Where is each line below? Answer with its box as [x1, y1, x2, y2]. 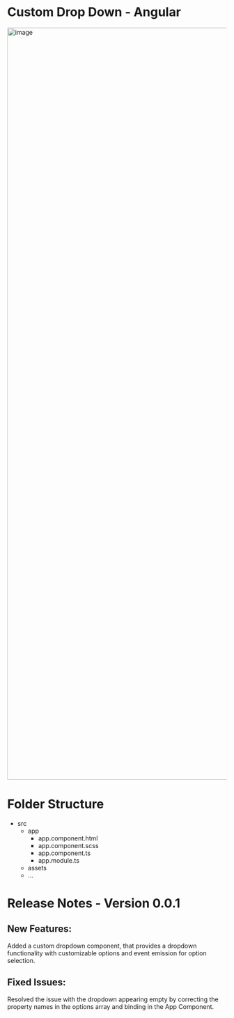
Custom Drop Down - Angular [7, 4, 181, 20]
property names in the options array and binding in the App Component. [7, 1002, 214, 1010]
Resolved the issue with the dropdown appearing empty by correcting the [7, 995, 219, 1003]
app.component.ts [38, 849, 91, 857]
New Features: [7, 923, 72, 935]
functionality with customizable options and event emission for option [7, 948, 207, 957]
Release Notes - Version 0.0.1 [7, 895, 181, 911]
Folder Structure [7, 797, 104, 812]
